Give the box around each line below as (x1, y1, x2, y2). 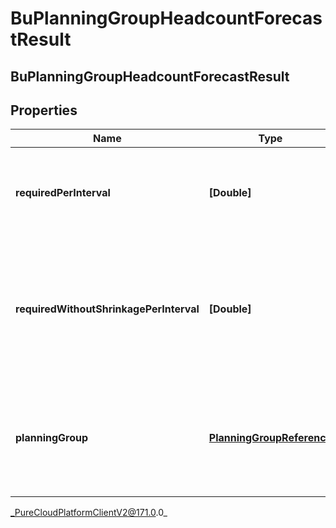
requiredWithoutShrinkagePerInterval (15, 302, 200, 316)
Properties (10, 102, 78, 119)
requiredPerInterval (15, 186, 111, 200)
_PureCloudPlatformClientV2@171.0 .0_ (10, 507, 168, 519)
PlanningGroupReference (208, 431, 333, 445)
